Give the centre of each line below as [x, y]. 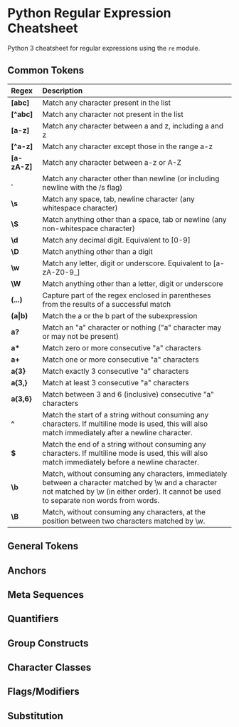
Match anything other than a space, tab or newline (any [134, 219]
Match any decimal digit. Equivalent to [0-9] [116, 240]
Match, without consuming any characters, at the [124, 512]
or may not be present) [81, 336]
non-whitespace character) [89, 228]
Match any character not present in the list [113, 114]
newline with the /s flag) [83, 187]
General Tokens [43, 546]
